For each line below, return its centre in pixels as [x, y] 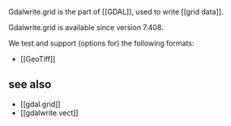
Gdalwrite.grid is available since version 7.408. [86, 27]
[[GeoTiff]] [38, 59]
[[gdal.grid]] [40, 104]
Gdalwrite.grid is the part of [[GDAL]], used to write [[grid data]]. [116, 12]
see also [30, 85]
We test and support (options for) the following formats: [101, 43]
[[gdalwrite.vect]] [49, 112]
